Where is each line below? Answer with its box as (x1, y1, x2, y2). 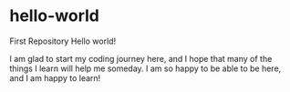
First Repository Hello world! (9, 36, 117, 46)
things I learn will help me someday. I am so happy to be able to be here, (9, 63, 282, 74)
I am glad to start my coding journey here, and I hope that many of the (9, 53, 273, 64)
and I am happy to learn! (9, 72, 101, 83)
